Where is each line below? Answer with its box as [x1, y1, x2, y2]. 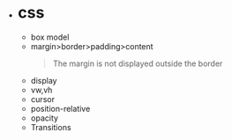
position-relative [30, 103, 91, 114]
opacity [30, 113, 59, 123]
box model [30, 32, 70, 42]
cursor [30, 93, 56, 104]
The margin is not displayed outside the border [52, 58, 223, 69]
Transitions [30, 122, 72, 132]
